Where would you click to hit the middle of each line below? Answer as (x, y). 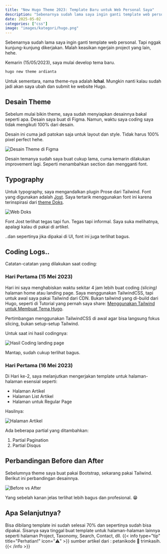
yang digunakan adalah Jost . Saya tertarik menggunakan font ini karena (79, 197)
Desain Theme (28, 102)
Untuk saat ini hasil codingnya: (37, 333)
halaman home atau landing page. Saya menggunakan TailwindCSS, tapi (79, 293)
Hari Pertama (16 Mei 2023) (39, 365)
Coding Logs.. (27, 252)
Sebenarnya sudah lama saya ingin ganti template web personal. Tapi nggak (83, 42)
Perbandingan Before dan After (54, 461)
